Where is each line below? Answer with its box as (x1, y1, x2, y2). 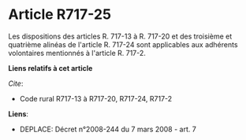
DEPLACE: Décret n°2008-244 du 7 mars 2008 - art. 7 (19, 124, 197, 134)
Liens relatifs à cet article (8, 63, 93, 72)
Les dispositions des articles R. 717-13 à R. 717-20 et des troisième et (8, 31, 233, 41)
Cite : (8, 79, 24, 88)
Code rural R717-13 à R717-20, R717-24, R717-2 (19, 94, 173, 103)
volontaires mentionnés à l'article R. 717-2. (8, 48, 146, 57)
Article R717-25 (8, 6, 112, 24)
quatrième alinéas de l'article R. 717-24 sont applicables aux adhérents (8, 39, 238, 49)
